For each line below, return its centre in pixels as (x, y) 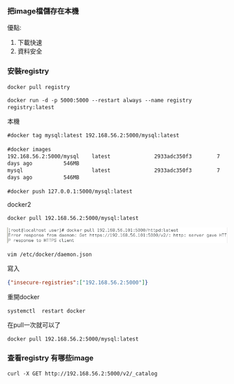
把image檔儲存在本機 (43, 11)
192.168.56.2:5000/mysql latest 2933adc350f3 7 (114, 156)
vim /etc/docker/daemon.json (50, 254)
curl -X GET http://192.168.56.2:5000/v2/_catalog (82, 373)
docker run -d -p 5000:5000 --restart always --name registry (100, 100)
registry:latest (31, 107)
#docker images (29, 149)
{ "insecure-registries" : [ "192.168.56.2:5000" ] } (78, 282)
